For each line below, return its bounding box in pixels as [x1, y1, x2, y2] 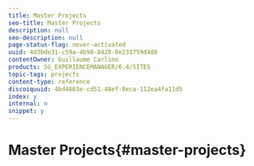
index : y [8, 92, 37, 100]
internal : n [8, 100, 48, 108]
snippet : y [8, 108, 44, 115]
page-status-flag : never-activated [8, 41, 126, 49]
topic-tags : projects [8, 70, 80, 78]
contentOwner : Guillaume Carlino [8, 56, 119, 64]
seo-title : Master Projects [8, 19, 102, 27]
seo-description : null [8, 33, 83, 42]
